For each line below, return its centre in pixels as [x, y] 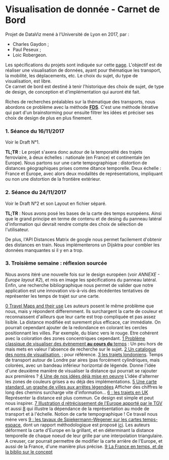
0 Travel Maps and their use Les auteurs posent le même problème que [80, 306]
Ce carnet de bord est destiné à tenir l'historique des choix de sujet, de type [85, 86]
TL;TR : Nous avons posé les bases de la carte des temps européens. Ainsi [83, 213]
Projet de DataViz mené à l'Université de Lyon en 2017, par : [67, 34]
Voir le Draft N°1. [23, 142]
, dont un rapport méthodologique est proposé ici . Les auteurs [85, 425]
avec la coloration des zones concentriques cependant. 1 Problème [75, 338]
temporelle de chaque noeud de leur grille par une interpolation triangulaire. [84, 436]
